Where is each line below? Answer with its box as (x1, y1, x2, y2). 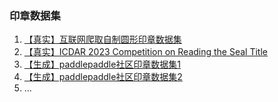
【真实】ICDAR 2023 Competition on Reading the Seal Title (23, 46, 268, 58)
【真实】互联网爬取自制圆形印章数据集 (23, 33, 182, 46)
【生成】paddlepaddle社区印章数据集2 (23, 71, 183, 83)
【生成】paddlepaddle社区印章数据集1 (23, 58, 182, 71)
